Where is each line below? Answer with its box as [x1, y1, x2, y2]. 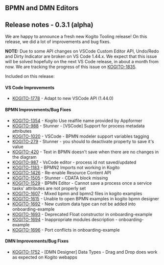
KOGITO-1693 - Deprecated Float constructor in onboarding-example [12, 211, 153, 217]
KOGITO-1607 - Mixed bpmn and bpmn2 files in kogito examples [12, 191, 142, 196]
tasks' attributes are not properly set [12, 185, 86, 191]
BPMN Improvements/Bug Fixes [5, 107, 71, 112]
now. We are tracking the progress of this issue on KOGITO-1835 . [5, 64, 137, 70]
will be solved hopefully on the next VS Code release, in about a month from [5, 59, 159, 65]
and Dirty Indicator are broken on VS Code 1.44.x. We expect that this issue [5, 53, 157, 59]
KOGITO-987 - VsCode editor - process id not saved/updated [12, 159, 137, 165]
